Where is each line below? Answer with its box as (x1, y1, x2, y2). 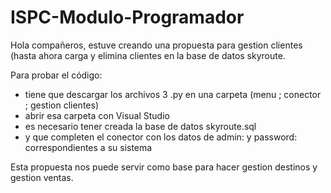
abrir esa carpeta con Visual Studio (24, 109, 170, 121)
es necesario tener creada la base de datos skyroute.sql (24, 120, 257, 132)
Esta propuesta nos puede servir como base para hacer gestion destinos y (10, 161, 318, 173)
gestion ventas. (10, 171, 74, 183)
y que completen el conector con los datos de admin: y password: (24, 131, 298, 143)
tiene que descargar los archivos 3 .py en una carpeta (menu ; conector (24, 88, 322, 100)
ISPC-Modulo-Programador (10, 6, 245, 29)
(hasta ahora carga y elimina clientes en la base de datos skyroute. (10, 49, 286, 61)
